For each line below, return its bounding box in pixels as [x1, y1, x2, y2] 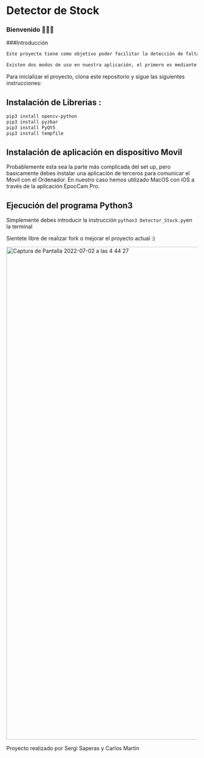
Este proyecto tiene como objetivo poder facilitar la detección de [6, 51, 183, 57]
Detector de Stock [6, 4, 100, 18]
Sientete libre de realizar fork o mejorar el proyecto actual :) [6, 235, 155, 242]
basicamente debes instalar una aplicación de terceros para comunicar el [6, 170, 190, 177]
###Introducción [6, 39, 49, 46]
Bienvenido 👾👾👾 [6, 26, 55, 34]
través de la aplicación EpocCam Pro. [6, 183, 100, 190]
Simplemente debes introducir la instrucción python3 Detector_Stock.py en [6, 217, 192, 224]
